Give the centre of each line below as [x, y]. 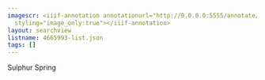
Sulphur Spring [32, 67]
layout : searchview [40, 30]
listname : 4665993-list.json [55, 38]
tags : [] [22, 45]
